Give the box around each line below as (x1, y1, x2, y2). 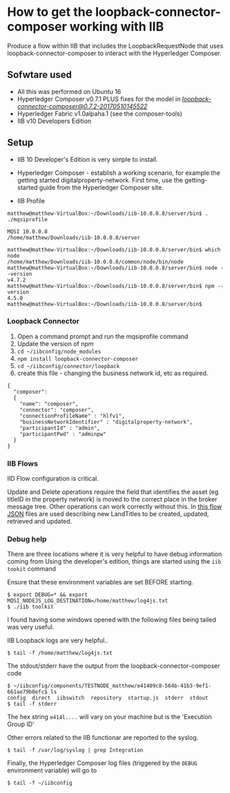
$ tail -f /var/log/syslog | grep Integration (7, 747, 144, 754)
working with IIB (69, 19, 164, 35)
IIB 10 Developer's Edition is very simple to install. (17, 155, 158, 163)
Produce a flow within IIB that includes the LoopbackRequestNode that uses (7, 41, 224, 50)
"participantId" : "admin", (19, 424, 100, 432)
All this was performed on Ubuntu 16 (17, 87, 122, 95)
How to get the (7, 4, 93, 20)
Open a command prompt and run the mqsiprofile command (17, 332, 189, 341)
